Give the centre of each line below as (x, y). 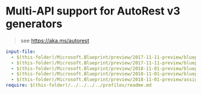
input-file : (21, 52)
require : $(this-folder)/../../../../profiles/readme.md (79, 86)
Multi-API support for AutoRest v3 (93, 11)
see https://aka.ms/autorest (55, 40)
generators (34, 24)
